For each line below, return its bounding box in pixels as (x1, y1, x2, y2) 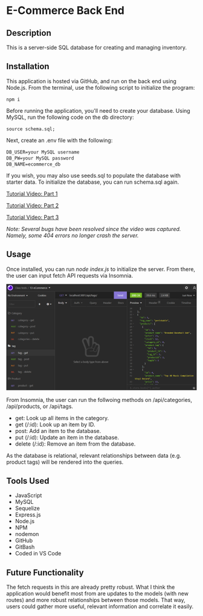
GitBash (14, 543, 35, 551)
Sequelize (14, 504, 40, 512)
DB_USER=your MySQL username (6, 149, 80, 155)
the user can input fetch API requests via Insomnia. (6, 272, 134, 279)
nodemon (14, 531, 39, 538)
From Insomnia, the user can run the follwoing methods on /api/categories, (6, 396, 192, 403)
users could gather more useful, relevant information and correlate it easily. (6, 603, 194, 610)
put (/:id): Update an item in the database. (14, 434, 120, 441)
